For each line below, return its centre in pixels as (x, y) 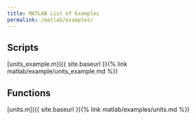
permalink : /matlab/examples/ (50, 20)
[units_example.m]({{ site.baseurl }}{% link (68, 64)
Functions (29, 93)
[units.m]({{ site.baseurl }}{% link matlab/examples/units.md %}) (98, 110)
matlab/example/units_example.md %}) (62, 71)
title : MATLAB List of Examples (53, 13)
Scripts (23, 48)
